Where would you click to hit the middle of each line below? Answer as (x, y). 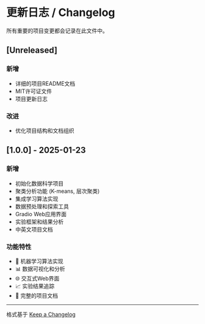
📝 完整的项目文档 (36, 295)
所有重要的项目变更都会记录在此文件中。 (57, 31)
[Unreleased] (32, 51)
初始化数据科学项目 (39, 183)
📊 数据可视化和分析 (40, 269)
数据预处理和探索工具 (42, 206)
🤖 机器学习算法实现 (39, 261)
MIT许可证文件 (34, 91)
